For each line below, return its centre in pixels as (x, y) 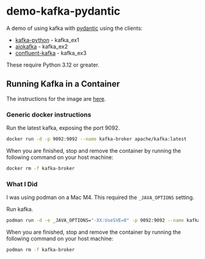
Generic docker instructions (49, 114)
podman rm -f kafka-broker (41, 250)
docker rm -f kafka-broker (41, 168)
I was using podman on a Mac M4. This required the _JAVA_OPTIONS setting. (100, 197)
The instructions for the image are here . (56, 98)
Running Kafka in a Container (63, 84)
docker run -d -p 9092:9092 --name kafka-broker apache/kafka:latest (97, 139)
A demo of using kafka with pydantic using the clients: (74, 28)
